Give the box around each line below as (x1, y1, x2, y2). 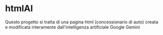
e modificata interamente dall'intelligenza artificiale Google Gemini (5, 24, 140, 30)
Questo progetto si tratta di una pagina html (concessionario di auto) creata (5, 19, 159, 25)
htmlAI (5, 3, 33, 14)
